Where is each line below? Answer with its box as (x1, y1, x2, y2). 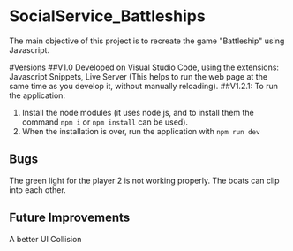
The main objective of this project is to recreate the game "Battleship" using (9, 35, 285, 46)
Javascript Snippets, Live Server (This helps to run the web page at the (9, 71, 267, 81)
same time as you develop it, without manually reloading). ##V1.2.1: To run (9, 80, 279, 91)
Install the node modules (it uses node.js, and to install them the (21, 107, 254, 118)
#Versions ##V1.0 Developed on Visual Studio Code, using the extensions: (9, 62, 280, 72)
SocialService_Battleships (9, 6, 206, 27)
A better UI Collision (9, 233, 82, 244)
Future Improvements (9, 210, 131, 225)
